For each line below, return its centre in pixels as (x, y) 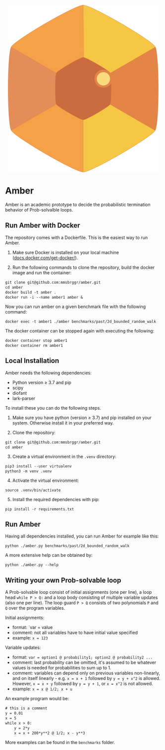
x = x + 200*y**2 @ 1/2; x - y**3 (50, 733)
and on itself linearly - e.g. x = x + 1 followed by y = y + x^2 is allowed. (86, 678)
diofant (20, 393)
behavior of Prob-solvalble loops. (39, 210)
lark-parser (24, 398)
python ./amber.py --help (32, 565)
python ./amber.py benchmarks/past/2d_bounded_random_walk (67, 546)
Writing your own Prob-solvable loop (63, 580)
